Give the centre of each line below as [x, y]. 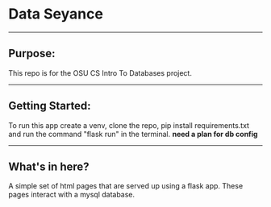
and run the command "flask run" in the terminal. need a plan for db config [133, 134]
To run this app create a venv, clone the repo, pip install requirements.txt [129, 125]
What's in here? [49, 166]
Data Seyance [56, 14]
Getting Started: [50, 106]
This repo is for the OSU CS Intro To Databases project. [100, 72]
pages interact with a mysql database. [72, 195]
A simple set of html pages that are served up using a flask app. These [126, 186]
